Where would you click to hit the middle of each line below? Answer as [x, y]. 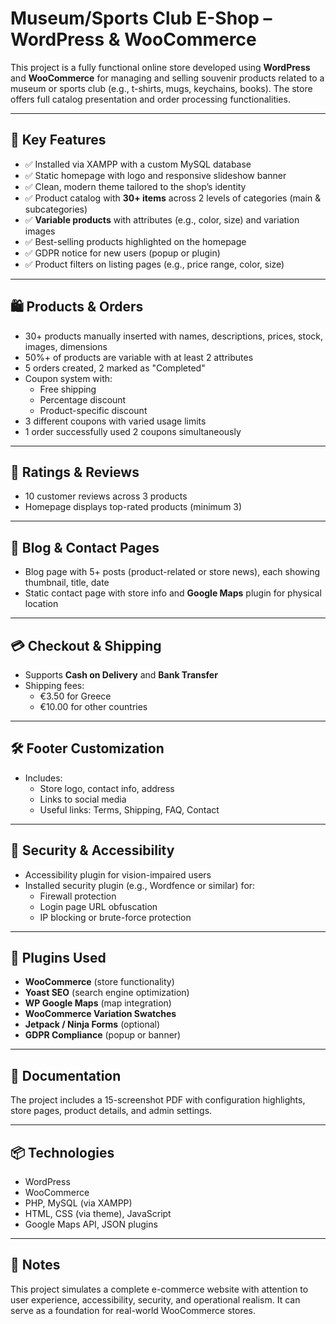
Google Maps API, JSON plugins [91, 1224]
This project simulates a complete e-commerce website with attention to [159, 1289]
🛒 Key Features [58, 140]
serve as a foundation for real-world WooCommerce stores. [133, 1310]
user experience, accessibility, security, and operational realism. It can [155, 1299]
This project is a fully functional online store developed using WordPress [160, 67]
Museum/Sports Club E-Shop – [141, 18]
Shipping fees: [54, 685]
